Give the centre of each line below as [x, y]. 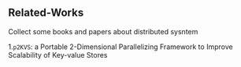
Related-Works [46, 13]
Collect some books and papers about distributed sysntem [103, 31]
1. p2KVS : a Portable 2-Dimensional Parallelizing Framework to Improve [121, 47]
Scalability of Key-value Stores [58, 55]
